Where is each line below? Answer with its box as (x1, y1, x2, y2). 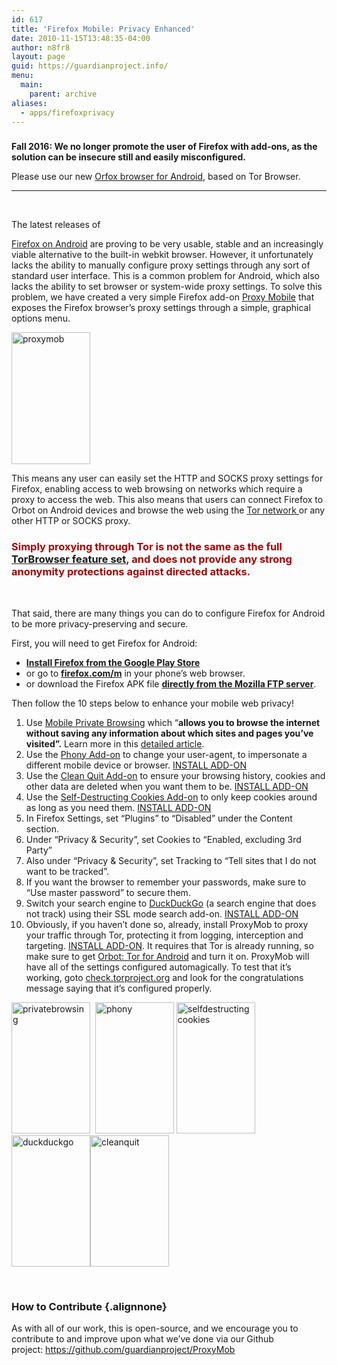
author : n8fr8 (11, 42, 71, 53)
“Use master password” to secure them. (25, 886, 191, 898)
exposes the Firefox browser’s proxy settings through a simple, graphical (11, 302, 311, 314)
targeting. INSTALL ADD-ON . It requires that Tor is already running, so (25, 939, 314, 951)
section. (25, 822, 60, 835)
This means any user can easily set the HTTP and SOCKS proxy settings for (11, 472, 324, 485)
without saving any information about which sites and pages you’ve (25, 727, 314, 739)
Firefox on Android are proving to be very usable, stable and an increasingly (11, 238, 324, 250)
